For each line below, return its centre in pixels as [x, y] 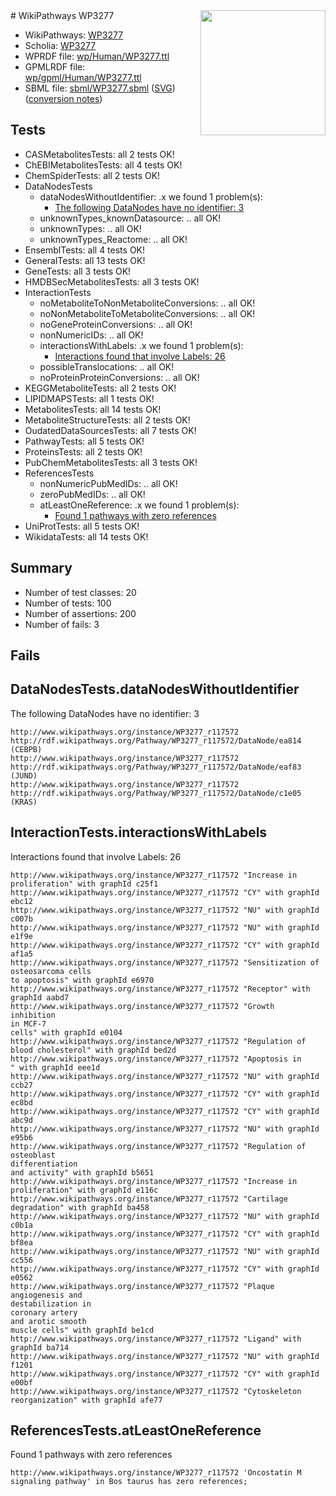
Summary [41, 568]
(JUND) [24, 775]
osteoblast [33, 1155]
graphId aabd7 [40, 997]
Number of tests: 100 [68, 603]
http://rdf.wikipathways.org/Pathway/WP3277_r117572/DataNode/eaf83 [156, 767]
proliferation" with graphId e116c [84, 1190]
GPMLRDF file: [55, 67]
